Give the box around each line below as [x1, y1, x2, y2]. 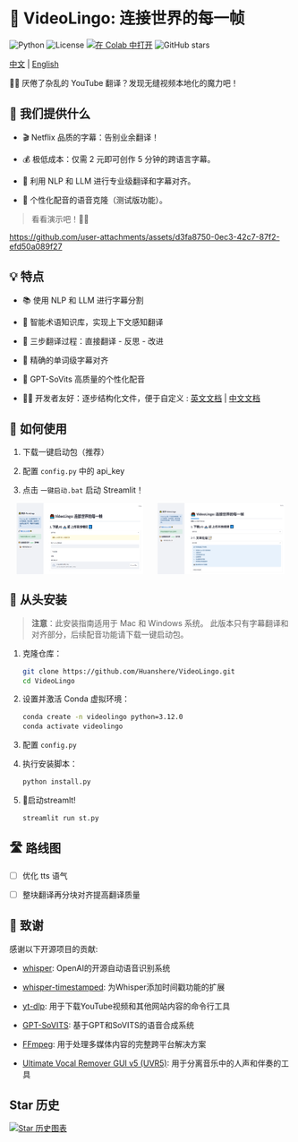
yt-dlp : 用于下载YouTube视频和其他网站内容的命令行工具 [21, 1000, 231, 1011]
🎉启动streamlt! [21, 794, 76, 806]
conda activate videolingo [21, 722, 123, 731]
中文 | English [9, 58, 60, 69]
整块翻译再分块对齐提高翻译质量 [21, 889, 140, 900]
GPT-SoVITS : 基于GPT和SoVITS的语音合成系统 [21, 1019, 195, 1030]
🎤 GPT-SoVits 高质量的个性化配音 [21, 374, 146, 384]
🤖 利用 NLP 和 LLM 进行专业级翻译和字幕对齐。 [21, 176, 196, 186]
